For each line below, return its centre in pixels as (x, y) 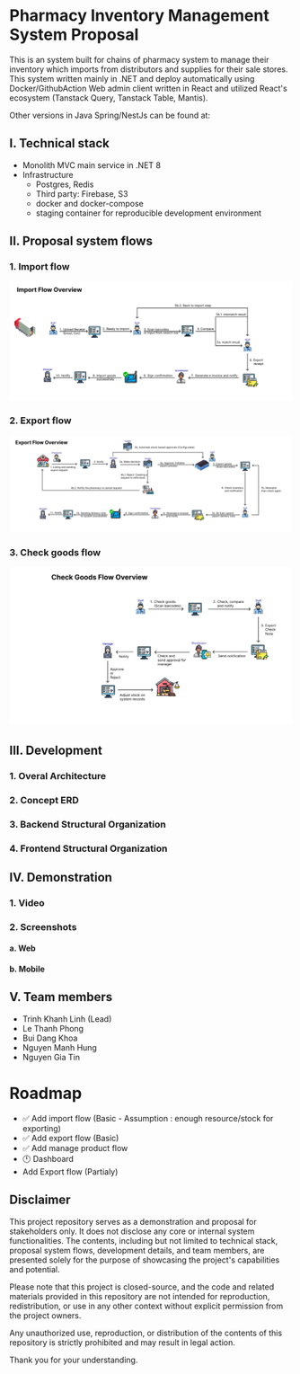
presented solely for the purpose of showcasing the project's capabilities (145, 1260)
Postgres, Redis (65, 184)
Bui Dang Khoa (50, 1038)
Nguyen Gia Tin (51, 1057)
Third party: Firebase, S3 (82, 193)
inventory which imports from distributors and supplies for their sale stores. (149, 69)
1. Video (27, 902)
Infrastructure (48, 174)
